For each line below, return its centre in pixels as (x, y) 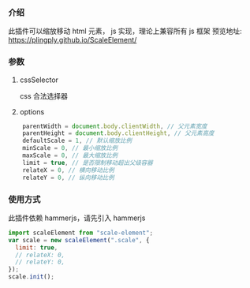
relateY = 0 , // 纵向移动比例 (68, 178)
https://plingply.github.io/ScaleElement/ (73, 40)
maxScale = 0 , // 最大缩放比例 (70, 155)
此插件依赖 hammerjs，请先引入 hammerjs (77, 218)
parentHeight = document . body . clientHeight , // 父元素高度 (118, 133)
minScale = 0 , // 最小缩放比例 (70, 148)
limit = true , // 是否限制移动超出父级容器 (88, 163)
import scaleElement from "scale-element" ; (81, 233)
